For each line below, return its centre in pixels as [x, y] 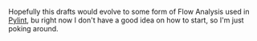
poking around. [33, 29]
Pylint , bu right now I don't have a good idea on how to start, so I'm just [126, 20]
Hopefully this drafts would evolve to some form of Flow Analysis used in [129, 12]
